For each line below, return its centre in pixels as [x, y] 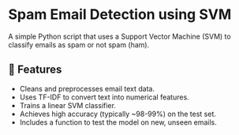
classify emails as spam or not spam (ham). [79, 44]
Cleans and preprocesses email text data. [87, 88]
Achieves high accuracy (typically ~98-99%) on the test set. [118, 114]
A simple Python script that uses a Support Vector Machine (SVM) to [119, 36]
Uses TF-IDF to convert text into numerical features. [104, 97]
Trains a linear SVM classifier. [68, 105]
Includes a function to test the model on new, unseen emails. [118, 122]
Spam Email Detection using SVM [120, 15]
